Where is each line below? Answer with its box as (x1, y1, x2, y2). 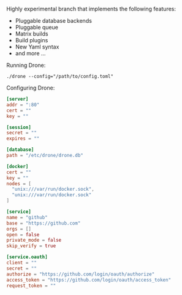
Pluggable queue (15, 24, 58, 31)
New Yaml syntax (15, 43, 59, 50)
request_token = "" (6, 282, 56, 289)
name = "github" (6, 214, 48, 220)
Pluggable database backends (15, 17, 92, 24)
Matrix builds (15, 30, 48, 37)
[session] (6, 124, 32, 131)
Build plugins (15, 37, 48, 44)
